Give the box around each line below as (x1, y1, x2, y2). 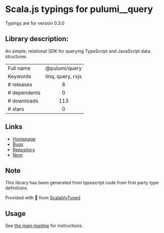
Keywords (8, 73, 32, 80)
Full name (8, 64, 31, 71)
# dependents (8, 89, 41, 96)
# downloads (8, 97, 39, 104)
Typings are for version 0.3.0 (5, 20, 65, 26)
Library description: (5, 35, 69, 43)
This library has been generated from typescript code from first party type (5, 180, 159, 186)
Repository (12, 147, 35, 153)
